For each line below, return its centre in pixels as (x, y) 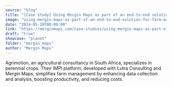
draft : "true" (20, 34)
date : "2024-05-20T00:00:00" (36, 24)
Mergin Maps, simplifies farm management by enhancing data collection (81, 73)
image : (12, 19)
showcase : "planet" (26, 39)
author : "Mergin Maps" (29, 48)
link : (11, 29)
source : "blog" (21, 10)
